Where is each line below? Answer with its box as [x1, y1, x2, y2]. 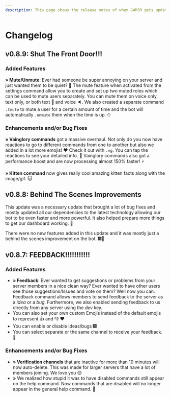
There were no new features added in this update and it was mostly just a [5, 230, 159, 236]
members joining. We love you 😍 [12, 369, 82, 376]
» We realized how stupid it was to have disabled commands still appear [12, 375, 164, 381]
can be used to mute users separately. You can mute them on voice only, [5, 93, 158, 99]
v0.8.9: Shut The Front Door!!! [5, 50, 103, 59]
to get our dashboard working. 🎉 [5, 220, 73, 226]
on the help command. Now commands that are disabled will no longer [12, 380, 161, 386]
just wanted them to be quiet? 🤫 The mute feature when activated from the [5, 82, 162, 88]
